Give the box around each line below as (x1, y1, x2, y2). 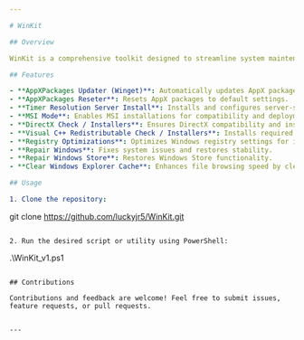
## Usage (9, 178, 43, 188)
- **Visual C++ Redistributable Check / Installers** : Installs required (9, 128, 294, 137)
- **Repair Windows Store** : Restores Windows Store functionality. (9, 154, 273, 163)
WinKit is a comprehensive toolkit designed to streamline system (9, 53, 265, 63)
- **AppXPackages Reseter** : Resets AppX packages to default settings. (9, 95, 290, 104)
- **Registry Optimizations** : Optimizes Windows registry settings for (9, 137, 290, 146)
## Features (9, 70, 54, 80)
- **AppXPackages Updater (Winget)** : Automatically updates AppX (9, 87, 265, 96)
